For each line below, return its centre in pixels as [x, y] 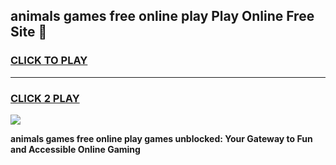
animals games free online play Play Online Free [162, 16]
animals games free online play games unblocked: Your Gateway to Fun [161, 138]
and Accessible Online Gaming [75, 149]
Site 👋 [29, 32]
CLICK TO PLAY [49, 61]
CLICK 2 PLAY [45, 98]
